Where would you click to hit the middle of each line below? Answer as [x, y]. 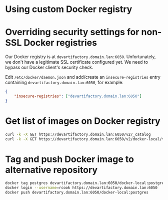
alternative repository [51, 170]
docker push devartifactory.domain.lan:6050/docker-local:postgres [77, 192]
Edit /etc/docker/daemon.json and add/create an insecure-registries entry [83, 77]
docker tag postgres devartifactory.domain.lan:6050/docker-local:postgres [86, 183]
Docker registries [60, 43]
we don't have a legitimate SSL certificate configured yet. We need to [77, 62]
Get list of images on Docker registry [83, 121]
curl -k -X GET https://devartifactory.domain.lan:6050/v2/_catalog [78, 134]
